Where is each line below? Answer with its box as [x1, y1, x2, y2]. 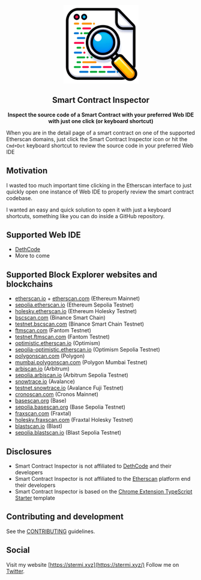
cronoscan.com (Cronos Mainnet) [14, 391, 99, 398]
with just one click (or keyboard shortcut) [48, 117, 154, 124]
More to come [14, 252, 50, 260]
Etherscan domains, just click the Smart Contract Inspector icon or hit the [6, 135, 188, 142]
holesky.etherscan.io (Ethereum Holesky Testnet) [14, 308, 137, 315]
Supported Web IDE [6, 230, 81, 240]
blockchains [6, 279, 53, 289]
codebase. [6, 194, 33, 201]
